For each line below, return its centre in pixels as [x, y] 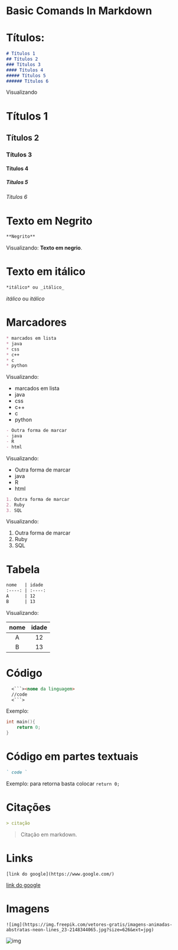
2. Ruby [16, 505]
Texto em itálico [46, 272]
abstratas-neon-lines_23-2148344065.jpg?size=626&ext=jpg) [80, 930]
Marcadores [36, 322]
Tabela [23, 569]
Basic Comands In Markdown [79, 11]
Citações [29, 807]
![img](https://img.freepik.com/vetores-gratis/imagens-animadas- [89, 925]
